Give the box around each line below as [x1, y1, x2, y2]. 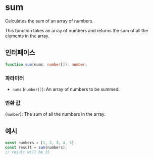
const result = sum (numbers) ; [5, 145, 68, 150]
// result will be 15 [5, 150, 50, 155]
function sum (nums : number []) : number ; [5, 62, 88, 67]
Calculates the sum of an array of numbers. [5, 18, 94, 24]
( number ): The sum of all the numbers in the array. [5, 111, 105, 117]
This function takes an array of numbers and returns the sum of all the [5, 27, 149, 33]
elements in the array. [5, 33, 50, 39]
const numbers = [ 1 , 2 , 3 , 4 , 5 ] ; [5, 141, 77, 146]
